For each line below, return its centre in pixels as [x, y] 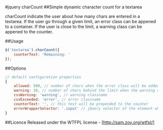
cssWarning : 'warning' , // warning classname [61, 95]
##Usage [14, 41]
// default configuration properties [43, 77]
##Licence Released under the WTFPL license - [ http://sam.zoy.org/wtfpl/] [80, 122]
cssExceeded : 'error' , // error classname [57, 100]
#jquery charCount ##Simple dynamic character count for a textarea [73, 7]
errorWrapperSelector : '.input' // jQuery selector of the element [83, 108]
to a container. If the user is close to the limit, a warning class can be [73, 27]
